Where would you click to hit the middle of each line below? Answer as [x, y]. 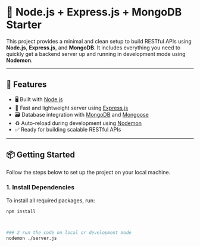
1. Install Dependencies [40, 187]
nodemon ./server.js [32, 238]
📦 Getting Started [41, 155]
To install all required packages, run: [51, 200]
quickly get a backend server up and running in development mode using [96, 54]
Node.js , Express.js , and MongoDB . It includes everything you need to [93, 48]
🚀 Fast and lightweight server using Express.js [71, 108]
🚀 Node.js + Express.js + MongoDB [94, 12]
